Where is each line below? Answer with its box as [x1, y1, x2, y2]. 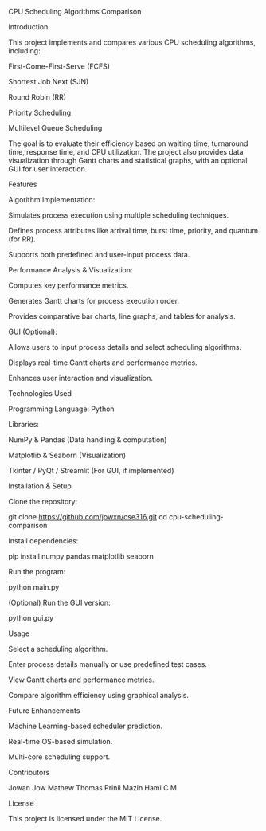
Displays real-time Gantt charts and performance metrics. [8, 358, 198, 367]
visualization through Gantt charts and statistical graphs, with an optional [8, 155, 248, 165]
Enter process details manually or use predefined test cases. [8, 660, 207, 668]
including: [8, 46, 41, 55]
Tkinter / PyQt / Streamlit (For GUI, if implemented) [8, 466, 174, 475]
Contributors [8, 768, 50, 777]
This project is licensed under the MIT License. [8, 814, 162, 823]
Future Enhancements [8, 706, 80, 715]
